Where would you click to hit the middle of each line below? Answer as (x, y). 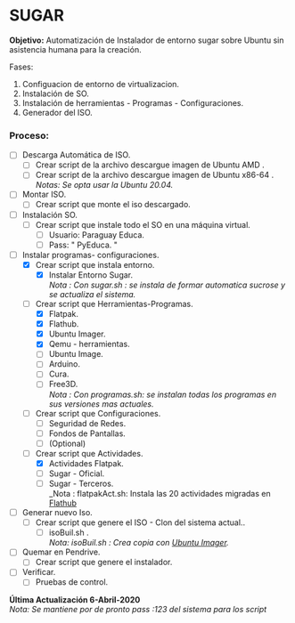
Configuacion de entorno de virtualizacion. (101, 84)
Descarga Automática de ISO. (76, 155)
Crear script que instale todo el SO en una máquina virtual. (143, 224)
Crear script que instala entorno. (95, 264)
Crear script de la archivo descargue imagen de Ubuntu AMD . (150, 165)
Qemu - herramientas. (90, 344)
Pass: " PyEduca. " (83, 245)
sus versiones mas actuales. (101, 404)
